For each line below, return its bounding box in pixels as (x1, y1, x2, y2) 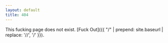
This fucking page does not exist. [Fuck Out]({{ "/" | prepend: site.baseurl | (5, 26, 163, 32)
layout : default (5, 7, 40, 13)
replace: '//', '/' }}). (5, 32, 45, 38)
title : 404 (5, 12, 29, 17)
